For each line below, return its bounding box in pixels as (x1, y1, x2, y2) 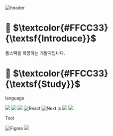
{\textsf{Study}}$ (5, 78, 81, 90)
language (5, 95, 24, 101)
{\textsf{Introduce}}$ (5, 33, 97, 44)
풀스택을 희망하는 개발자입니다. (5, 50, 66, 56)
